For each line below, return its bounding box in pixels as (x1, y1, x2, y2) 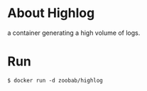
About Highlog (7, 5, 95, 21)
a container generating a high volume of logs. (7, 28, 141, 37)
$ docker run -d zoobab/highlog (7, 77, 103, 84)
